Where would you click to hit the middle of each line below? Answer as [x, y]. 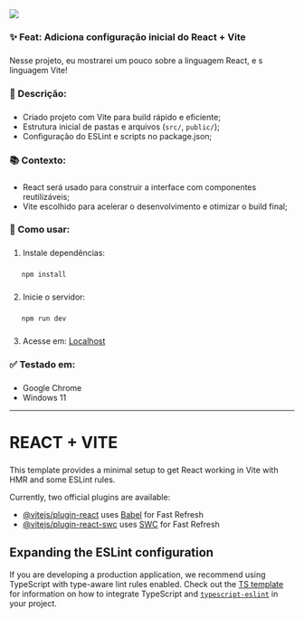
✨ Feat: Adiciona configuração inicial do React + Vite [128, 37]
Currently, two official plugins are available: [90, 497]
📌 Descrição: [38, 93]
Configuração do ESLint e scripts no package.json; [117, 136]
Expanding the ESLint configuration [112, 552]
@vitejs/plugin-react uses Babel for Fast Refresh [113, 514]
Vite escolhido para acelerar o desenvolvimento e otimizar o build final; [155, 206]
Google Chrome [52, 387]
